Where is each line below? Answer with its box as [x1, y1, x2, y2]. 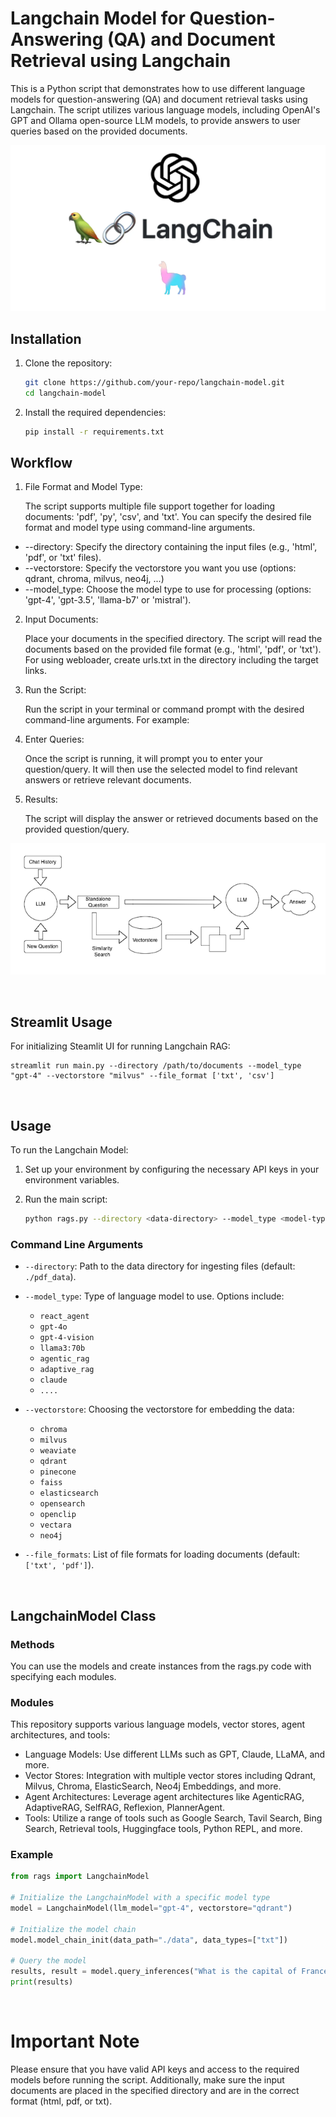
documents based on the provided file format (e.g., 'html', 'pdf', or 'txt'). [24, 643, 322, 656]
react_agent [39, 1312, 90, 1322]
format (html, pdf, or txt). [10, 2095, 113, 2107]
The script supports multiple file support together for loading [24, 500, 276, 512]
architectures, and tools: [10, 1729, 111, 1741]
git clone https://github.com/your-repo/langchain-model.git [24, 378, 286, 388]
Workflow [10, 455, 73, 472]
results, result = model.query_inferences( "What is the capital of [10, 1967, 298, 1977]
